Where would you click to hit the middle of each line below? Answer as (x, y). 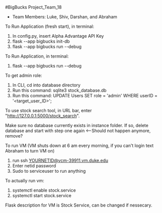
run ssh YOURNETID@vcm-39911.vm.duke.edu (60, 160)
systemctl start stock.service (42, 195)
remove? (14, 136)
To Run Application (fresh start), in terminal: (50, 26)
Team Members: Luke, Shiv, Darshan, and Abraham (65, 17)
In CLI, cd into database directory (46, 85)
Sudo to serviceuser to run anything (49, 171)
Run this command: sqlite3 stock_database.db (59, 90)
